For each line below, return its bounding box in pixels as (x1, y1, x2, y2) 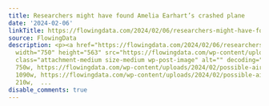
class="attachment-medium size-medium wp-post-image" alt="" (15, 57, 224, 65)
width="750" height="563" (15, 49, 102, 57)
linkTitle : (8, 26, 45, 34)
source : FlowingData (8, 33, 78, 42)
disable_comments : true (8, 85, 88, 94)
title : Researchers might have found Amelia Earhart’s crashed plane (8, 11, 246, 20)
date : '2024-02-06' (8, 19, 74, 27)
